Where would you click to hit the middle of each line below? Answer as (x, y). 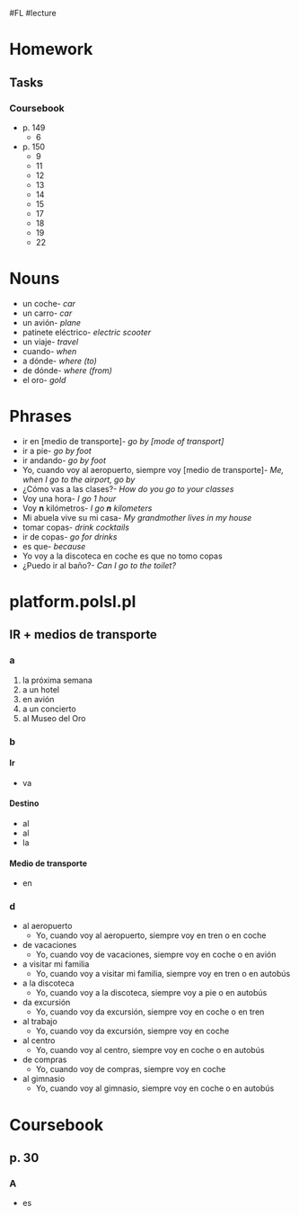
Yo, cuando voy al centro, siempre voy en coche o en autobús (150, 1050)
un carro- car (47, 313)
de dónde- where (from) (67, 370)
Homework (51, 49)
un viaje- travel (50, 342)
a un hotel (41, 689)
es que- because (54, 546)
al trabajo (40, 1022)
